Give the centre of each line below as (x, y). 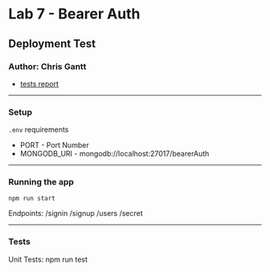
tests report (39, 83)
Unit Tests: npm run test (48, 259)
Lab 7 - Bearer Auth (74, 14)
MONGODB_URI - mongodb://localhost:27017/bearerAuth (115, 154)
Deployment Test (52, 44)
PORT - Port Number (55, 145)
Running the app (41, 182)
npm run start (32, 199)
